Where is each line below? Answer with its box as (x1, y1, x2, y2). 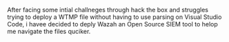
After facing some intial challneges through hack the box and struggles (7, 6, 209, 14)
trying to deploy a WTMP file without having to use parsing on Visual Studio (7, 13, 222, 21)
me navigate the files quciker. (7, 27, 91, 35)
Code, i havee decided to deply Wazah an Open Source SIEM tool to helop (7, 20, 219, 28)
